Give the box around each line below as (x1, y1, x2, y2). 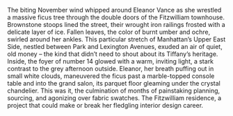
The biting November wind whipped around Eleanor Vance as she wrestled (7, 6, 222, 14)
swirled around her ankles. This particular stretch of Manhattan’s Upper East (7, 35, 226, 43)
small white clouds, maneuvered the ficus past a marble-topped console (7, 72, 215, 80)
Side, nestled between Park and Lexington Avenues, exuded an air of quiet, (7, 43, 223, 50)
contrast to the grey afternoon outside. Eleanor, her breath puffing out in (7, 65, 214, 72)
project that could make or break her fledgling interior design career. (7, 101, 204, 109)
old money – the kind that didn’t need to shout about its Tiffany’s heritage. (7, 50, 218, 58)
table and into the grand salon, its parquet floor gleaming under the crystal (7, 79, 220, 87)
